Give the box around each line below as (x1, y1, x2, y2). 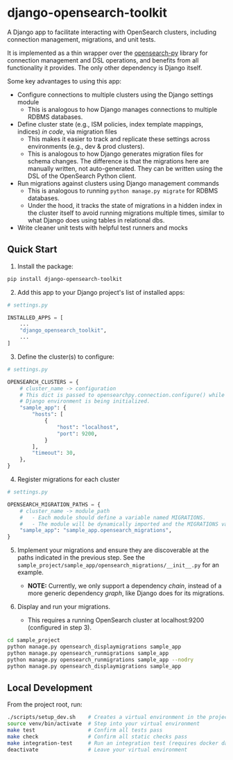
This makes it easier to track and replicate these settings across (27, 134, 210, 143)
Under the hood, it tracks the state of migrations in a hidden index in (27, 201, 223, 209)
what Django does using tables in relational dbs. (27, 216, 165, 224)
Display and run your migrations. (17, 603, 111, 611)
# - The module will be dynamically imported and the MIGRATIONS (19, 520, 218, 528)
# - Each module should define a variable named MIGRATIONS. (19, 514, 207, 521)
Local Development (7, 681, 93, 693)
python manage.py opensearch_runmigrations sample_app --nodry (7, 656, 194, 663)
